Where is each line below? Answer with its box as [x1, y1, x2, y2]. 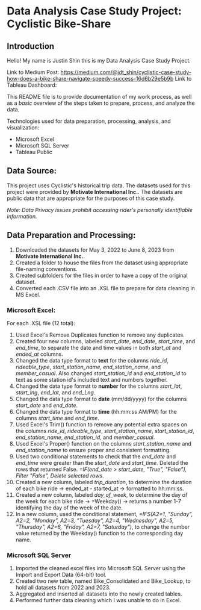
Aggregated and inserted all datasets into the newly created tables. [15, 590, 182, 597]
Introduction [7, 41, 55, 51]
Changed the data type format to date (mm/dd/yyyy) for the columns [15, 395, 187, 402]
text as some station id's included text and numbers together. [15, 376, 168, 383]
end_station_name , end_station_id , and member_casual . [15, 434, 155, 441]
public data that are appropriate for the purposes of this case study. [7, 195, 175, 202]
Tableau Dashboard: [7, 81, 57, 89]
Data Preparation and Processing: [7, 230, 136, 240]
